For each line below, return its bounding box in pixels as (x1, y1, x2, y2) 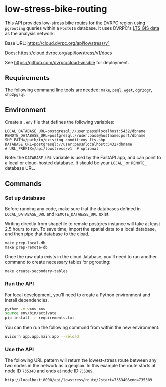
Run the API (5, 280, 34, 287)
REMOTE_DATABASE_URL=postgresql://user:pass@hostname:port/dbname (5, 133, 146, 138)
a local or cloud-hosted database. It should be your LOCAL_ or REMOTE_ (5, 160, 147, 166)
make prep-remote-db (5, 245, 48, 250)
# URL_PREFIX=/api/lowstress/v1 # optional (5, 146, 99, 151)
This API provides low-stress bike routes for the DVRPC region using (5, 20, 146, 26)
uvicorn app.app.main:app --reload (5, 334, 79, 339)
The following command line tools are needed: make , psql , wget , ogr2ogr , (5, 87, 153, 93)
